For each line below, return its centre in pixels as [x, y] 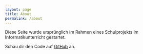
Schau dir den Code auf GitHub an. [40, 47]
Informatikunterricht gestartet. [35, 37]
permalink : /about [24, 18]
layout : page [18, 9]
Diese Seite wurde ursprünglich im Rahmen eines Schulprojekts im [72, 32]
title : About [18, 14]
